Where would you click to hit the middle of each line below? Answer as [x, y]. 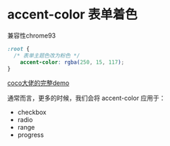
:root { [19, 49]
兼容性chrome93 [32, 35]
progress [31, 135]
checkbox [32, 112]
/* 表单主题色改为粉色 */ [47, 55]
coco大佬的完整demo [38, 83]
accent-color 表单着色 [72, 15]
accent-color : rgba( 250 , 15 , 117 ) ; [72, 62]
